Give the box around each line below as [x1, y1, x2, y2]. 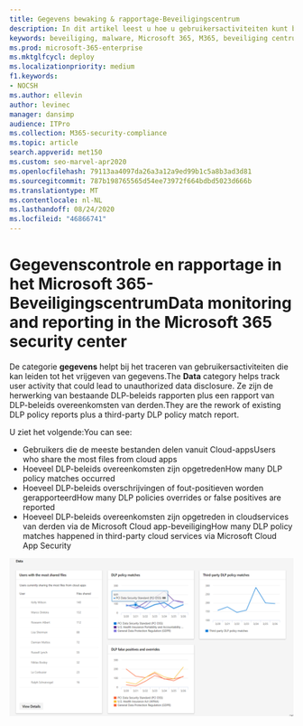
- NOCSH [9, 81, 39, 90]
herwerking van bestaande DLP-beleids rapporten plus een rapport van [9, 389, 275, 401]
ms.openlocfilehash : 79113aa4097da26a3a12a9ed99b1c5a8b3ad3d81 [9, 167, 252, 176]
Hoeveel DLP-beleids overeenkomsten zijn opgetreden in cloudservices [22, 511, 289, 522]
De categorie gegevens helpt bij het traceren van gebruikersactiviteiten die [9, 361, 289, 372]
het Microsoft [9, 274, 113, 294]
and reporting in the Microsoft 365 [9, 312, 272, 333]
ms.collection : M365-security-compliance [9, 129, 168, 138]
